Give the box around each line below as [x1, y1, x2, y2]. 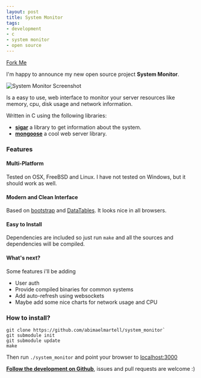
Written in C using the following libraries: [6, 112, 107, 119]
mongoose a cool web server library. [14, 130, 107, 137]
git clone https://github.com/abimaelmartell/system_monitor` [6, 327, 165, 333]
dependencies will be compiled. [6, 240, 85, 247]
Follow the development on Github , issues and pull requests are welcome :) [6, 365, 196, 372]
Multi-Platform [6, 160, 44, 167]
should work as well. [6, 180, 57, 187]
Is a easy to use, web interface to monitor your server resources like [6, 94, 176, 101]
